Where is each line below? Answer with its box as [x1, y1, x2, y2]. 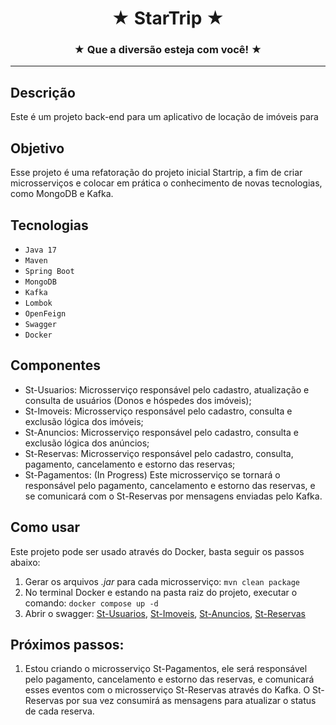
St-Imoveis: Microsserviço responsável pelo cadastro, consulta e [24, 405, 293, 417]
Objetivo [10, 140, 65, 157]
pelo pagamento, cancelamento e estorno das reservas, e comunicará [24, 673, 315, 686]
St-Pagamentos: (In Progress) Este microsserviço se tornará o [24, 468, 281, 481]
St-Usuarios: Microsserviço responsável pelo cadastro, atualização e [24, 383, 310, 396]
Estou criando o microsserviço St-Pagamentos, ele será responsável [24, 663, 308, 675]
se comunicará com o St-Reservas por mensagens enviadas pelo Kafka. [24, 490, 323, 502]
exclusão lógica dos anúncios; [24, 437, 150, 449]
